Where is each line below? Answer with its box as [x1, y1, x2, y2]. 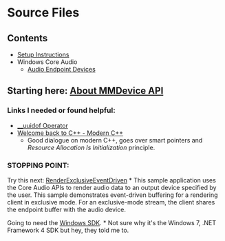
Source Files [7, 5, 80, 21]
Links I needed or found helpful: [7, 105, 116, 115]
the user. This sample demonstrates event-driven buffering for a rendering [7, 191, 218, 199]
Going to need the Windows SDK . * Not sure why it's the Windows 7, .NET [7, 218, 217, 227]
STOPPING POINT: [7, 160, 70, 170]
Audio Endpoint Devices [27, 65, 96, 73]
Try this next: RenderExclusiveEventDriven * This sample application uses [7, 176, 217, 184]
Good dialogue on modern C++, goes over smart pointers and [27, 136, 203, 144]
